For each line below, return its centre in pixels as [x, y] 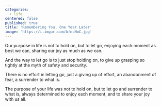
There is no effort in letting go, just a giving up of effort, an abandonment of [80, 74]
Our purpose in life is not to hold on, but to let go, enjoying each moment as [80, 46]
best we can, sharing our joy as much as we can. [54, 51]
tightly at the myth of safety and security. [46, 65]
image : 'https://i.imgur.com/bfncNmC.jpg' [48, 32]
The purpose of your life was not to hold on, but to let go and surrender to [79, 89]
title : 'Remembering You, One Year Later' [48, 27]
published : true [21, 23]
